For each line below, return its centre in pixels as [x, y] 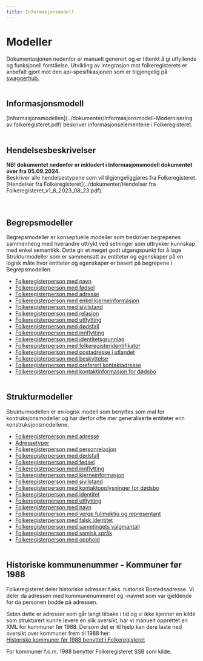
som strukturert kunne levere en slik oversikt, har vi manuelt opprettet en [97, 620]
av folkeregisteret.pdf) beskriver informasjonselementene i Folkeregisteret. [99, 124]
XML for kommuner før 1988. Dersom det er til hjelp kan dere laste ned [94, 626]
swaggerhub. [23, 78]
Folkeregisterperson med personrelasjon [66, 449]
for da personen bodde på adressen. [52, 602]
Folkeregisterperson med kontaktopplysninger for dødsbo [87, 488]
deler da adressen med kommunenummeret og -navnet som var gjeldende [99, 595]
